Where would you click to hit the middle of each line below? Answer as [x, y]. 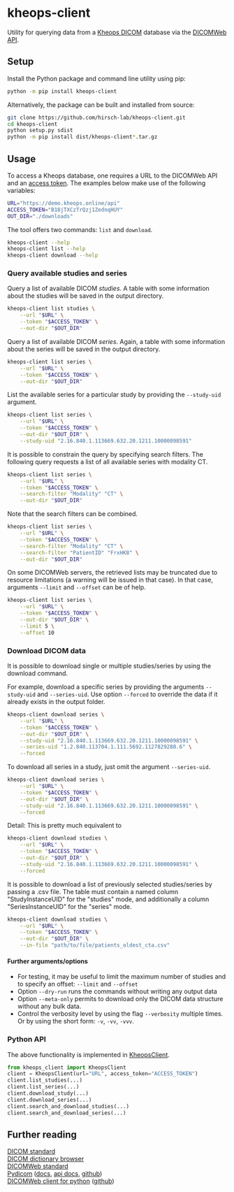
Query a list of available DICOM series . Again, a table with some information [116, 341]
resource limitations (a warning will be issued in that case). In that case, [110, 580]
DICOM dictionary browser [46, 1159]
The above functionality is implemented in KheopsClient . [88, 1054]
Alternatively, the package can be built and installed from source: [101, 105]
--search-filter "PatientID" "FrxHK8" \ [79, 553]
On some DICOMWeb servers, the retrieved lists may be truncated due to [112, 573]
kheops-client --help [39, 243]
